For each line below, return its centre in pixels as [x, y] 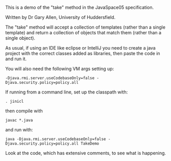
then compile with [24, 111]
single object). [20, 38]
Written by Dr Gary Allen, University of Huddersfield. [60, 17]
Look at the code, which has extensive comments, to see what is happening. [86, 153]
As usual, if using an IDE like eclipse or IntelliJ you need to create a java [80, 48]
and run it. [16, 59]
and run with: [19, 130]
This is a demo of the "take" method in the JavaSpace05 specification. [80, 7]
